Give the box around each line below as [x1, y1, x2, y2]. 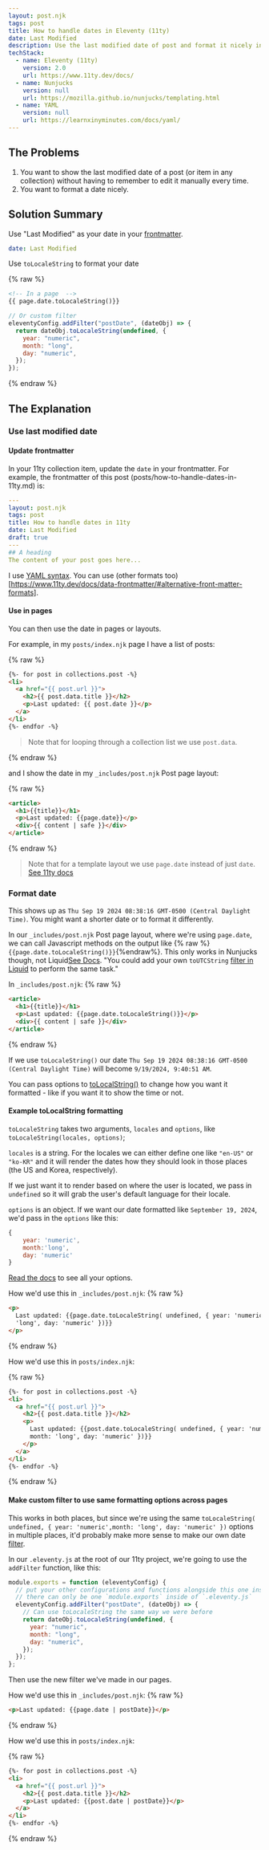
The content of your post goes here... [8, 555, 142, 564]
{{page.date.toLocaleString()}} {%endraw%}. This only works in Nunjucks [8, 947, 258, 957]
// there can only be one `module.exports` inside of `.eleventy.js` [15, 1593, 252, 1601]
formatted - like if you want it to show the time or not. [8, 1088, 184, 1097]
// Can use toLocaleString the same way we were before [22, 1608, 214, 1616]
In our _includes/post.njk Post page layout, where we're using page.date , [8, 930, 252, 940]
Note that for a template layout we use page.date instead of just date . [27, 860, 256, 869]
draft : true [8, 534, 48, 542]
